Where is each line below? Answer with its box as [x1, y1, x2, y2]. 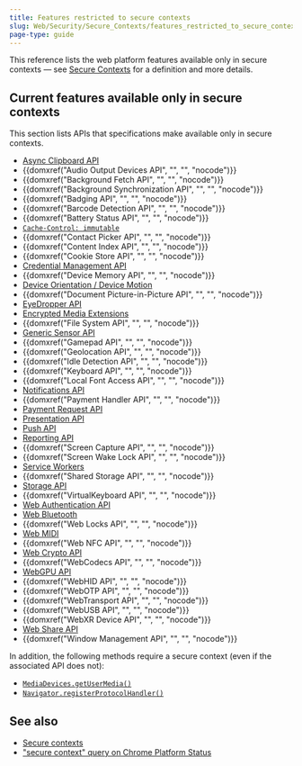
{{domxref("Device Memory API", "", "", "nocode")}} [22, 270, 216, 281]
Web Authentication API [22, 500, 111, 510]
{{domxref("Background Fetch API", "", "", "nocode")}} [22, 175, 225, 185]
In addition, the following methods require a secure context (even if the [9, 651, 272, 662]
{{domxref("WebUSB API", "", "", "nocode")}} [22, 605, 190, 616]
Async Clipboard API [22, 155, 100, 167]
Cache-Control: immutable [22, 224, 120, 233]
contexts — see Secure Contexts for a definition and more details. [9, 64, 253, 75]
